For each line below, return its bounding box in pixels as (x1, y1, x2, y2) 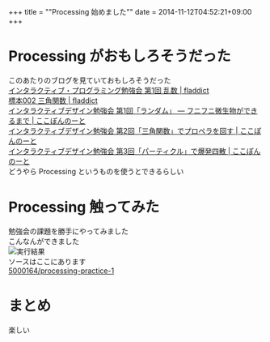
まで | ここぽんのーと (15, 116, 86, 126)
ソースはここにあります (8, 256, 86, 266)
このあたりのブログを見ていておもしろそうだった (8, 75, 171, 85)
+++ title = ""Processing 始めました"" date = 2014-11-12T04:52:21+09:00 (8, 7, 252, 16)
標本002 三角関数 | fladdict (8, 96, 99, 105)
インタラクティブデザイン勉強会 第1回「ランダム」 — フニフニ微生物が (8, 105, 244, 115)
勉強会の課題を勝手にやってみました (8, 226, 129, 236)
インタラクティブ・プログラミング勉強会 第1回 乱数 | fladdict (8, 85, 209, 95)
